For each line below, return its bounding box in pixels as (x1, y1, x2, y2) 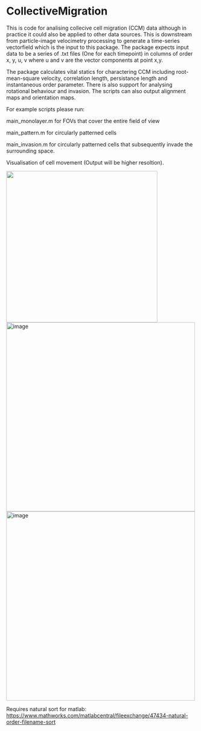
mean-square (6, 74, 40, 82)
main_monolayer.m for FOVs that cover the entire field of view (6, 117, 160, 125)
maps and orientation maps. (6, 94, 76, 101)
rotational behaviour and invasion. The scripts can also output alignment (6, 87, 186, 94)
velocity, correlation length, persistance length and (41, 74, 168, 82)
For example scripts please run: (6, 105, 85, 113)
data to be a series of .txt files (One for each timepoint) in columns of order (6, 50, 193, 57)
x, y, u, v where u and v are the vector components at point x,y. (6, 56, 163, 64)
